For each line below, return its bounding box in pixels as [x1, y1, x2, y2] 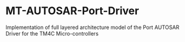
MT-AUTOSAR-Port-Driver [5, 4, 139, 18]
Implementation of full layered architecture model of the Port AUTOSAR [5, 24, 180, 31]
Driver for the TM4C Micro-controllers [5, 30, 99, 37]
